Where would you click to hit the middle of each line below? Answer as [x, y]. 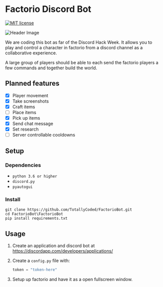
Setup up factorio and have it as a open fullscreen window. [72, 279]
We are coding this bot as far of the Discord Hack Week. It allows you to [79, 42]
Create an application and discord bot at [54, 246]
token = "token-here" [35, 270]
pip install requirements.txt [37, 218]
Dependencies [23, 165]
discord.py [24, 181]
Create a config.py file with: [41, 261]
